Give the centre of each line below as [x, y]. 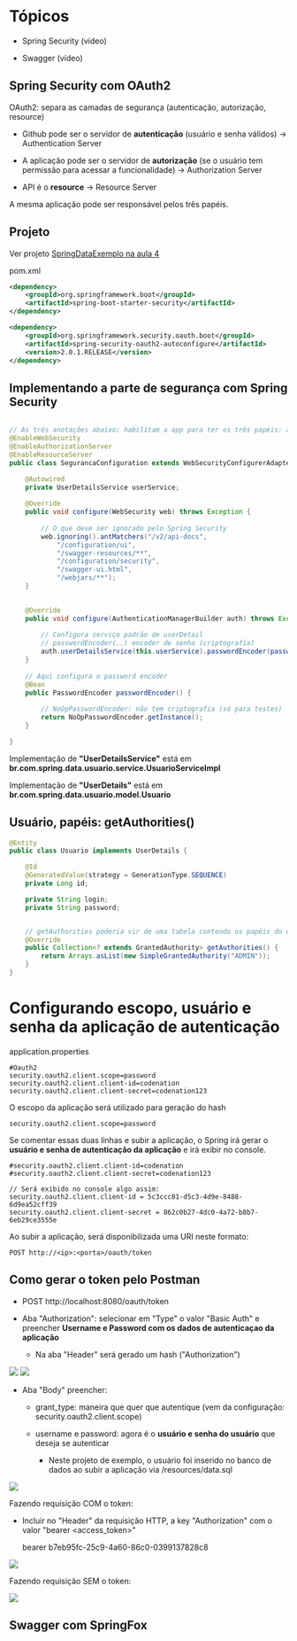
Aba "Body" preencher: [65, 1389]
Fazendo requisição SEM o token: [70, 1581]
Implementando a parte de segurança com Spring [148, 388]
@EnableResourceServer [51, 455]
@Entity [23, 843]
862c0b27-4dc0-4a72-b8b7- [211, 1212]
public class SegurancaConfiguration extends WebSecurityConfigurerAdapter [152, 463]
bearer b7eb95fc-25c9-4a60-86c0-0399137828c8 [115, 1547]
